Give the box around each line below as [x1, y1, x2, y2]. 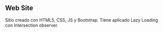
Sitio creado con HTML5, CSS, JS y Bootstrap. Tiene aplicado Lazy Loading [5, 17, 158, 23]
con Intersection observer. [5, 22, 58, 28]
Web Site [5, 4, 33, 12]
